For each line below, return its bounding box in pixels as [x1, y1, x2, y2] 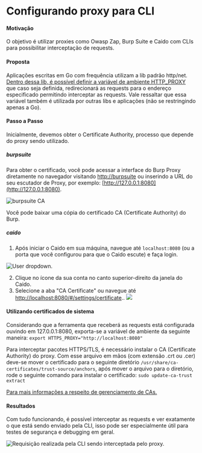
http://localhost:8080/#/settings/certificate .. [14, 294, 125, 301]
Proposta [6, 58, 30, 65]
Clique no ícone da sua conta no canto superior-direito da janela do [14, 274, 183, 281]
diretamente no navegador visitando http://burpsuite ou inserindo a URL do [6, 173, 193, 180]
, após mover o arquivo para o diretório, [95, 365, 194, 372]
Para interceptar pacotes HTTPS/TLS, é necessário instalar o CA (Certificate [6, 346, 196, 353]
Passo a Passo [6, 118, 43, 125]
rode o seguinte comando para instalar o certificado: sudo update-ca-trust [6, 371, 193, 378]
